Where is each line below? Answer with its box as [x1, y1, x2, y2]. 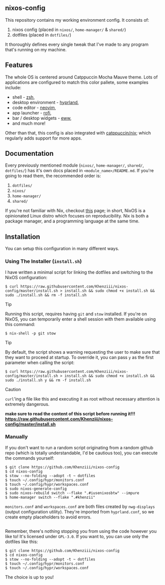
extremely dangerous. [5, 401, 50, 407]
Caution [5, 386, 21, 392]
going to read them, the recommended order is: [5, 173, 101, 179]
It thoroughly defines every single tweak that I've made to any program [5, 41, 149, 47]
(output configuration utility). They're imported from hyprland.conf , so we [5, 509, 154, 514]
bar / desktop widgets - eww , [12, 115, 72, 121]
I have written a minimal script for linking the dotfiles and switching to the [5, 269, 153, 275]
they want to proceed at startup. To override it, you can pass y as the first [5, 354, 154, 360]
